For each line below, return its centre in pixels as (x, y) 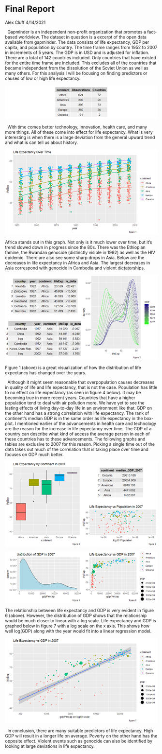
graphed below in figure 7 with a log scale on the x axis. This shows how (77, 626)
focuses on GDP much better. (34, 454)
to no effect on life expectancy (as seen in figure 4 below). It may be (73, 392)
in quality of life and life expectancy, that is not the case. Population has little (81, 387)
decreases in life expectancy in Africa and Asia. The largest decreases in (78, 263)
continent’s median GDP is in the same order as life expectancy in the (74, 418)
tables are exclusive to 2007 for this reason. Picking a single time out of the (80, 444)
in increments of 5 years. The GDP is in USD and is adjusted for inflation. (77, 53)
